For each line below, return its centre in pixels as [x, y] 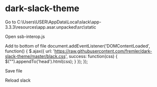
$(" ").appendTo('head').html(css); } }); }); [47, 61]
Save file [14, 70]
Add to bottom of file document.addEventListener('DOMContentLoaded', [78, 46]
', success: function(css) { [91, 56]
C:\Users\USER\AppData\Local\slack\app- [59, 22]
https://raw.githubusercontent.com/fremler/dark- [103, 51]
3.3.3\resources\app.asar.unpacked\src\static [51, 27]
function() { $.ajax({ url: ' [30, 51]
